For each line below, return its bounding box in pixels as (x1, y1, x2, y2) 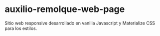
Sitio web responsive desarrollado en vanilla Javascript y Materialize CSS (4, 20, 156, 26)
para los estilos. (4, 25, 37, 31)
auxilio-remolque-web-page (4, 3, 125, 15)
